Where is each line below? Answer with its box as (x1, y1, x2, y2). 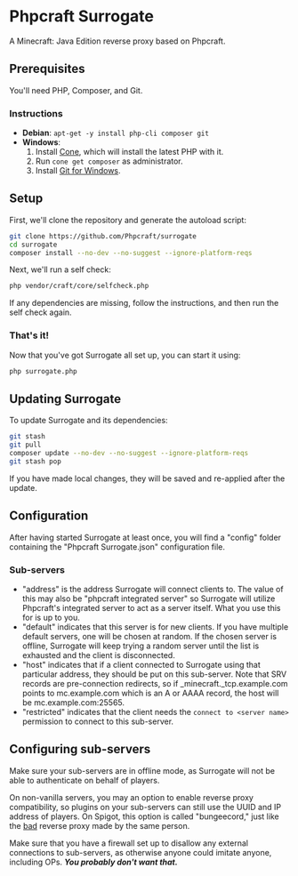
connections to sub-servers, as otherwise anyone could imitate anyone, (9, 847, 272, 857)
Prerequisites (9, 61, 85, 76)
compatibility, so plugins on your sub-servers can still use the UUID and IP (9, 801, 282, 812)
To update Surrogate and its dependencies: (9, 415, 168, 426)
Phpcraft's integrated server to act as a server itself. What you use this (21, 602, 281, 613)
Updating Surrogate (9, 391, 122, 406)
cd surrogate (9, 240, 58, 249)
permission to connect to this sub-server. (21, 716, 174, 727)
